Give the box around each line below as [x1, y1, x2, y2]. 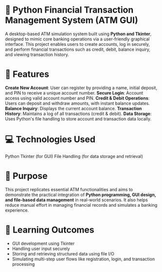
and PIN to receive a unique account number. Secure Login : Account [5, 90, 144, 96]
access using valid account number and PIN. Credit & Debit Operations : [5, 95, 150, 101]
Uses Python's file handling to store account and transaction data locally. [5, 116, 152, 121]
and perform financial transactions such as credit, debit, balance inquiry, [5, 46, 151, 52]
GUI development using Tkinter [12, 240, 75, 246]
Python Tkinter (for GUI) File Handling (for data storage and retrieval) [5, 153, 144, 159]
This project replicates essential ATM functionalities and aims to [5, 186, 133, 192]
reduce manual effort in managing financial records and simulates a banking [5, 202, 158, 208]
